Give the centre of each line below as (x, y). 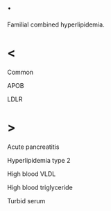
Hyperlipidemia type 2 (39, 160)
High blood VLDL (32, 174)
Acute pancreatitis (33, 147)
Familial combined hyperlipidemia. (56, 24)
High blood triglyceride (40, 187)
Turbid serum (26, 201)
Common (20, 72)
